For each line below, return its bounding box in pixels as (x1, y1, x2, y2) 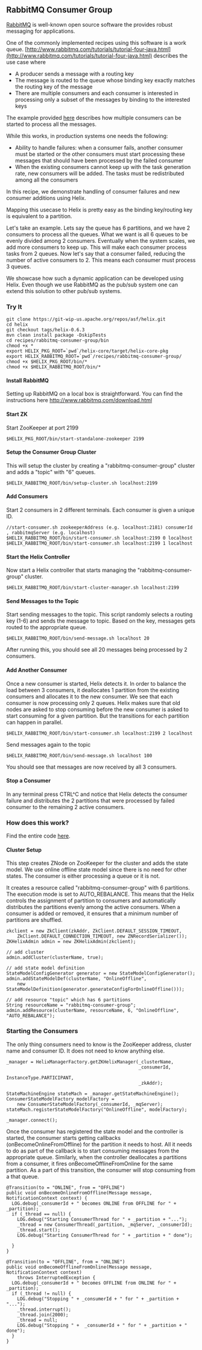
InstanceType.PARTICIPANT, (6, 1074, 74, 1080)
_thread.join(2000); (17, 1311, 69, 1318)
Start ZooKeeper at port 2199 (6, 424, 79, 431)
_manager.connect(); (6, 1117, 58, 1123)
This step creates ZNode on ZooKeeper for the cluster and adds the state (6, 859, 189, 867)
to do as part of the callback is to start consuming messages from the (6, 1147, 180, 1154)
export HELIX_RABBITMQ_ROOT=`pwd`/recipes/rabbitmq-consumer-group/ (6, 354, 182, 360)
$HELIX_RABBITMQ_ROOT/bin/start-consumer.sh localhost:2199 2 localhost (6, 730, 193, 736)
